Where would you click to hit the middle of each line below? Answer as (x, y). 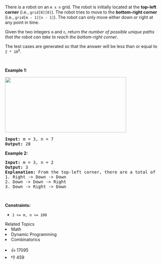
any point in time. (22, 22)
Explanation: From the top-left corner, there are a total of (80, 172)
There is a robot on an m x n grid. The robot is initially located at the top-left (81, 7)
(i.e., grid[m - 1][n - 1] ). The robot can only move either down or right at (79, 17)
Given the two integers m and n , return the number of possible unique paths (80, 32)
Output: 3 (16, 167)
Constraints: (18, 205)
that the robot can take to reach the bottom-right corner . (62, 37)
